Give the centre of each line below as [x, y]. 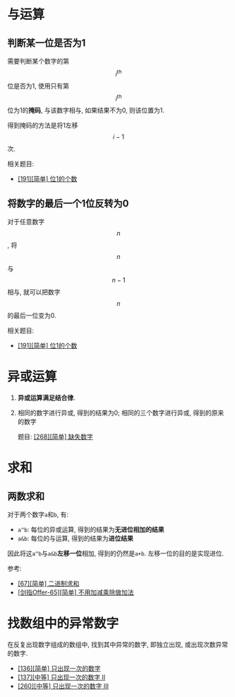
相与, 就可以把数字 [34, 292]
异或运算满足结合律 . [46, 398]
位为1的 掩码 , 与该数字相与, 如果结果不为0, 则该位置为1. [86, 110]
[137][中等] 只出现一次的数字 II [61, 677]
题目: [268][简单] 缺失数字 [55, 437]
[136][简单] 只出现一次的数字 [59, 668]
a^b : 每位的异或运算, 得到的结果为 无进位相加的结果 [91, 530]
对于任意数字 [26, 222]
